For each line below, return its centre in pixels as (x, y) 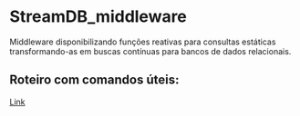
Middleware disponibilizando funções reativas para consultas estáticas (143, 42)
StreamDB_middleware (98, 17)
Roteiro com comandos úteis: (94, 80)
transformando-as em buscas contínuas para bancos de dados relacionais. (150, 51)
